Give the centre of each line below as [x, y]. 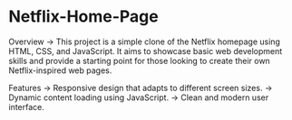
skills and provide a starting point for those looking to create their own [140, 60]
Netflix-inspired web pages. [60, 70]
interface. [26, 106]
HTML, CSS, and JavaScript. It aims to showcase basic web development [146, 51]
